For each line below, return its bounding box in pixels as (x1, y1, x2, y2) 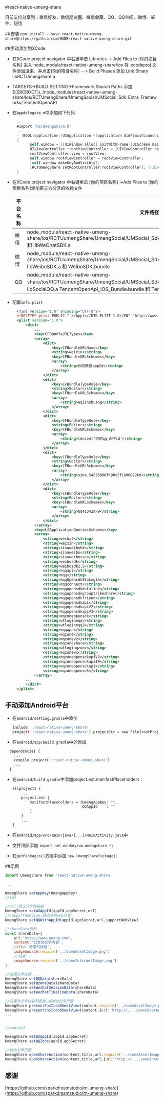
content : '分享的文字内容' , (14, 940, 63, 945)
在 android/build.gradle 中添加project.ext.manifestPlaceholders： (12, 776, 144, 782)
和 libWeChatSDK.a (27, 242, 71, 249)
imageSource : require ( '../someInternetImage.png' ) (14, 958, 117, 963)
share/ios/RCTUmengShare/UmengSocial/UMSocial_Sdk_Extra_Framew (12, 94, 157, 100)
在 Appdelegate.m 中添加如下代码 (12, 110, 75, 115)
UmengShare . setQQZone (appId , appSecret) (5, 1039, 86, 1044)
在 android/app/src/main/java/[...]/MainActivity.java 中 (12, 832, 128, 838)
